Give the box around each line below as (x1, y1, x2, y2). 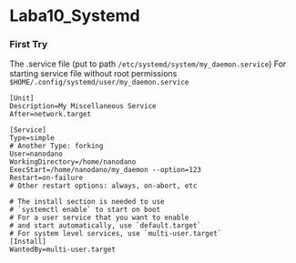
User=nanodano (9, 149, 64, 159)
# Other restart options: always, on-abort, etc (9, 181, 198, 191)
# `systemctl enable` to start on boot (9, 206, 161, 215)
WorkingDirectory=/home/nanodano (9, 157, 137, 167)
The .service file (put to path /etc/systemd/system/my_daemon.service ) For (9, 58, 287, 69)
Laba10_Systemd (9, 5, 140, 26)
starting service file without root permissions (9, 68, 178, 79)
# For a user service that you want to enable (9, 213, 189, 223)
